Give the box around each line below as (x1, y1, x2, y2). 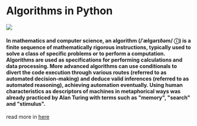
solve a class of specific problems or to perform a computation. (6, 50, 166, 57)
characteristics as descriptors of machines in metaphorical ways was (6, 88, 181, 95)
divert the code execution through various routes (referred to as (6, 69, 167, 76)
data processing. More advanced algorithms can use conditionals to (6, 62, 177, 69)
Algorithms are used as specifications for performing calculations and (6, 56, 183, 63)
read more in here (6, 114, 50, 121)
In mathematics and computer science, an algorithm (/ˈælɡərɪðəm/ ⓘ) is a (6, 37, 191, 44)
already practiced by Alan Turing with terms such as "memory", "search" (6, 93, 190, 101)
